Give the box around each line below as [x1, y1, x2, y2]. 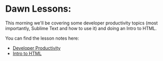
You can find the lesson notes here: [5, 35, 79, 41]
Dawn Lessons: [5, 3, 71, 15]
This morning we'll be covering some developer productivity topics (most [5, 20, 158, 26]
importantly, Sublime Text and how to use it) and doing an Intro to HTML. [5, 25, 157, 31]
